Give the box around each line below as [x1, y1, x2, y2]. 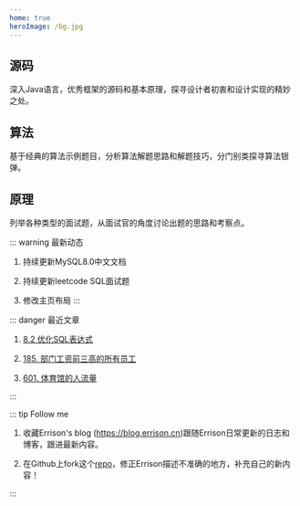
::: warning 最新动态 [9, 237, 84, 248]
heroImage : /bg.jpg [9, 22, 84, 31]
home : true [9, 13, 51, 23]
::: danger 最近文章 [9, 314, 80, 325]
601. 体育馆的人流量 [22, 372, 98, 384]
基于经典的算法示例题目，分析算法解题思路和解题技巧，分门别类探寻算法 [9, 151, 281, 162]
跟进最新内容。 [47, 438, 103, 449]
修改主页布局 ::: [22, 294, 80, 306]
